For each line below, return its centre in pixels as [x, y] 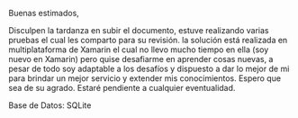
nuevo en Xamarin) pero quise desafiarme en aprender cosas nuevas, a [141, 59]
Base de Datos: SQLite [50, 105]
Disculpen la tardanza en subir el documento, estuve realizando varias [139, 30]
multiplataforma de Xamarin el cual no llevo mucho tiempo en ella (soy [139, 50]
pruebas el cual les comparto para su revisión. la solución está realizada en [148, 40]
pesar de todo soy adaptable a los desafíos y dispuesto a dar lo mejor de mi [149, 68]
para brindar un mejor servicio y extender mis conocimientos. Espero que [144, 78]
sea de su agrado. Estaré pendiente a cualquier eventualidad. [122, 88]
